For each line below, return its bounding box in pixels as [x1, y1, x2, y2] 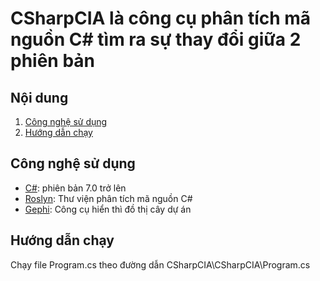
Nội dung [10, 89, 69, 106]
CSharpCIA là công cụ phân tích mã [10, 7, 312, 30]
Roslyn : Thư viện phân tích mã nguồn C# [24, 192, 193, 204]
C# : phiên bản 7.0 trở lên [24, 182, 127, 194]
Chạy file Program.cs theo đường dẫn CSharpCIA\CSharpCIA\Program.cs [10, 258, 311, 271]
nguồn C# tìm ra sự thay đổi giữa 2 [10, 28, 302, 51]
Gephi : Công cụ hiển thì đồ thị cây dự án [24, 203, 192, 215]
